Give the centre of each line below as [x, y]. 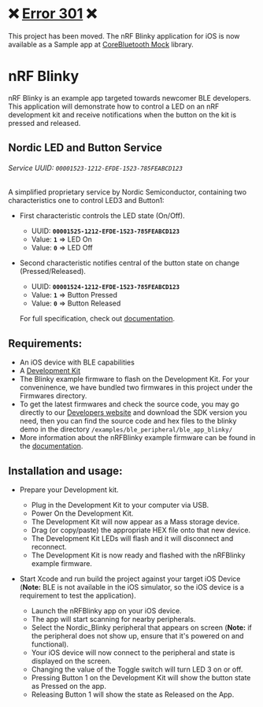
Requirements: [45, 343]
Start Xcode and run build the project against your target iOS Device [130, 579]
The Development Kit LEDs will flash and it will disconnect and [132, 539]
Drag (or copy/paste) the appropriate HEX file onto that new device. [141, 530]
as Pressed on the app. [69, 687]
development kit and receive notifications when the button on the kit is [122, 114]
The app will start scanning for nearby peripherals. [113, 620]
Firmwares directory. [53, 396]
